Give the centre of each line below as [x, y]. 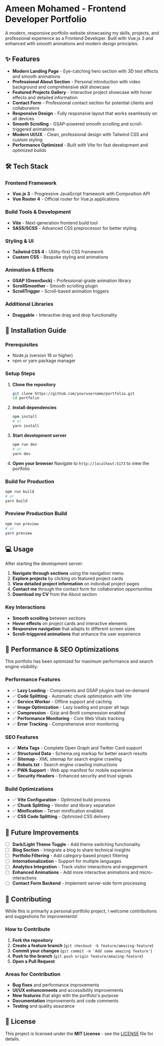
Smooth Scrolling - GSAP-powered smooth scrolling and [70, 124]
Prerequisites [22, 345]
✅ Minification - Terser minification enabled [57, 811]
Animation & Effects [29, 270]
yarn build [16, 501]
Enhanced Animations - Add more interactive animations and [75, 872]
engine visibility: [22, 667]
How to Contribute [28, 929]
